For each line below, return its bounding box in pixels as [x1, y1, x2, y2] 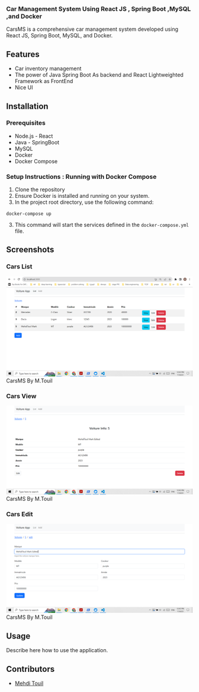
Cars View [6, 391, 37, 400]
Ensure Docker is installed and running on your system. [14, 192, 150, 200]
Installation [6, 101, 49, 111]
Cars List [6, 263, 33, 271]
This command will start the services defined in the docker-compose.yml [14, 222, 190, 229]
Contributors [6, 664, 55, 674]
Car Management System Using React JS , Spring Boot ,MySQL [6, 5, 191, 13]
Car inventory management [14, 65, 82, 72]
